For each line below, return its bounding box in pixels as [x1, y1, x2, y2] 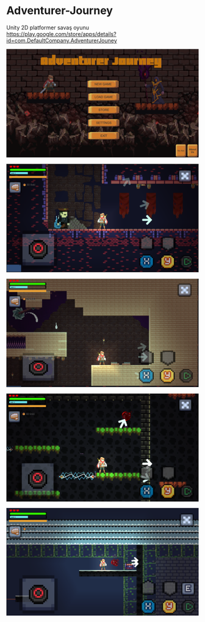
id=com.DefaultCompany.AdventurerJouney [6, 37, 117, 44]
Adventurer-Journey [6, 4, 113, 18]
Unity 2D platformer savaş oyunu [6, 24, 90, 31]
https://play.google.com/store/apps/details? [6, 30, 117, 37]
